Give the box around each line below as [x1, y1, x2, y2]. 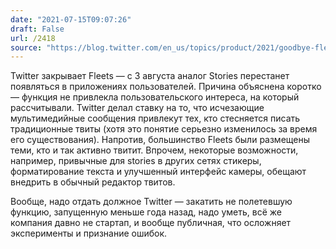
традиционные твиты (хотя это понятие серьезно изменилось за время [10, 123, 318, 135]
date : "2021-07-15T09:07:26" [10, 14, 132, 25]
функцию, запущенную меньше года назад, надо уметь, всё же [10, 206, 282, 218]
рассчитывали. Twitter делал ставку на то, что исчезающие [10, 102, 265, 114]
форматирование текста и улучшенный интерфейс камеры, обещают [10, 166, 307, 178]
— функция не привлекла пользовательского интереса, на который [10, 91, 300, 103]
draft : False [10, 24, 65, 34]
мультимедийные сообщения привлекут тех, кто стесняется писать [10, 112, 301, 125]
